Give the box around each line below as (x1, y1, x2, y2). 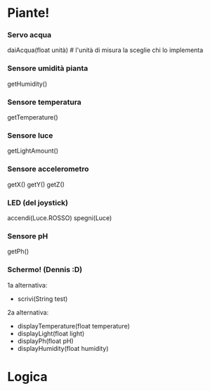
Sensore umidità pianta (7, 63, 88, 73)
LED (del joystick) (7, 198, 69, 207)
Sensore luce (7, 131, 53, 140)
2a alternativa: (7, 308, 49, 316)
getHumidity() (7, 79, 48, 88)
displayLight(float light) (17, 329, 85, 338)
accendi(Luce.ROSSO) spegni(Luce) (7, 213, 112, 222)
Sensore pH (7, 231, 48, 241)
